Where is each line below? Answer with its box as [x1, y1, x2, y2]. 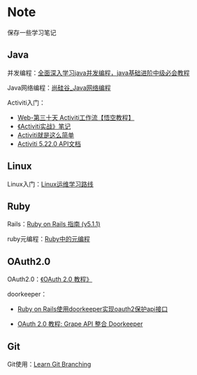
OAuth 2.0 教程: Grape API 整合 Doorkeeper [17, 320, 143, 328]
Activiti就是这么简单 [17, 130, 75, 139]
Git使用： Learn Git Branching [7, 360, 92, 368]
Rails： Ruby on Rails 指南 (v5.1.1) [7, 220, 101, 229]
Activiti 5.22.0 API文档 [17, 139, 82, 148]
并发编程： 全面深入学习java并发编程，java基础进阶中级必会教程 [7, 68, 190, 77]
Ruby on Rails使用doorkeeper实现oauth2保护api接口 [17, 305, 168, 313]
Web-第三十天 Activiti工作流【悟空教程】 [17, 113, 135, 121]
